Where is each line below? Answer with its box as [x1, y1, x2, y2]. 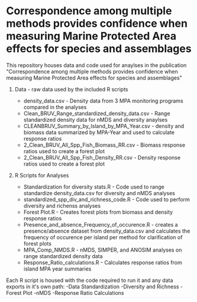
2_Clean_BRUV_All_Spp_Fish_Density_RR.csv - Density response [23, 154, 181, 161]
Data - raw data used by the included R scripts [14, 85, 128, 93]
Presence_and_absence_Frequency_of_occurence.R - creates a [23, 221, 179, 228]
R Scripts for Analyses [14, 171, 69, 179]
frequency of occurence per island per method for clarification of [23, 233, 183, 241]
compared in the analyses [23, 103, 87, 110]
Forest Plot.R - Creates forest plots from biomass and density [23, 208, 173, 215]
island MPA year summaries [23, 265, 92, 272]
